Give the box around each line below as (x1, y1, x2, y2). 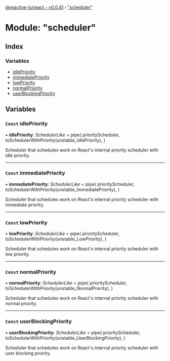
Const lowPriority (5, 219, 48, 226)
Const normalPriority (5, 268, 57, 275)
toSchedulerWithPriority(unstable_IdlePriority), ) (5, 137, 105, 143)
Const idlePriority (5, 120, 48, 127)
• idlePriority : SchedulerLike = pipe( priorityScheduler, (5, 132, 120, 138)
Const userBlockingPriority (5, 318, 72, 325)
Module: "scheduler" (5, 22, 96, 33)
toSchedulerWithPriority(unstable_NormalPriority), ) (5, 286, 113, 292)
